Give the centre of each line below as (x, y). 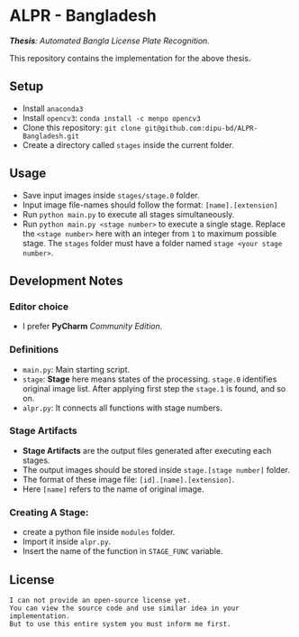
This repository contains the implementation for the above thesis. (130, 58)
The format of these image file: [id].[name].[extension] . (128, 479)
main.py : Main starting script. (76, 369)
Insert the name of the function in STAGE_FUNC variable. (122, 551)
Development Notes (66, 281)
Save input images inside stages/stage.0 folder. (111, 195)
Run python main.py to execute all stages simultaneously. (128, 214)
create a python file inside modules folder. (99, 532)
